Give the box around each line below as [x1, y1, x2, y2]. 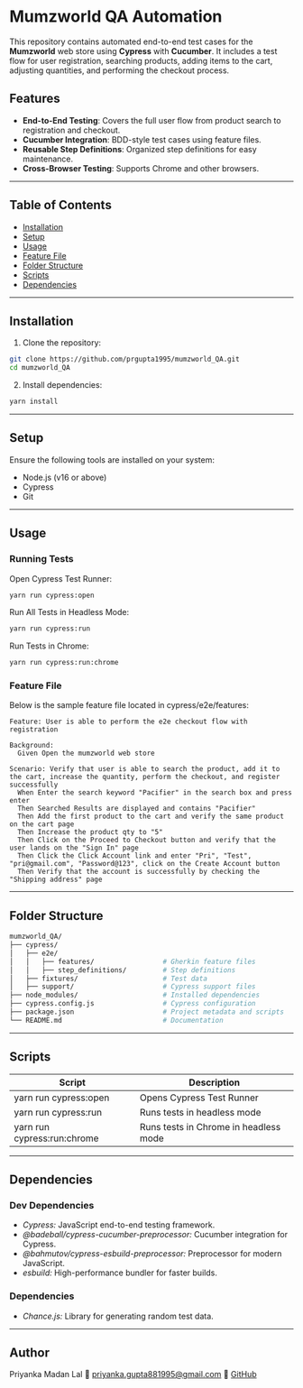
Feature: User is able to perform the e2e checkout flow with [9, 717, 248, 727]
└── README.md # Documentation [9, 1016, 224, 1025]
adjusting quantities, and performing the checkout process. [9, 65, 230, 76]
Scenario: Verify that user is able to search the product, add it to [9, 765, 280, 774]
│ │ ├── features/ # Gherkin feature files [9, 957, 256, 966]
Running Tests [9, 553, 74, 565]
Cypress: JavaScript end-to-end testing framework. [22, 1219, 216, 1230]
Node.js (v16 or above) [22, 472, 107, 483]
